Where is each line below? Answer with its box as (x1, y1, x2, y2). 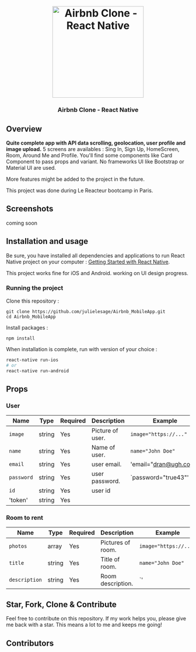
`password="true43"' (130, 473, 189, 482)
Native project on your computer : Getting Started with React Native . (6, 258, 170, 265)
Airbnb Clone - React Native (57, 106, 139, 114)
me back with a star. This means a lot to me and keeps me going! (6, 621, 162, 629)
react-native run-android (6, 368, 69, 374)
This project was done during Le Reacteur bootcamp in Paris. (6, 187, 153, 194)
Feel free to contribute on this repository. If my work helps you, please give (6, 615, 187, 622)
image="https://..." (130, 431, 188, 438)
